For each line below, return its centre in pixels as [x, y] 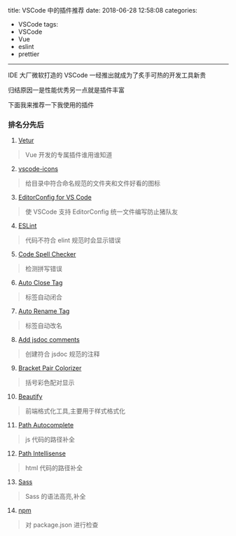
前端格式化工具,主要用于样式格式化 [75, 411]
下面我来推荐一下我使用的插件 [51, 105]
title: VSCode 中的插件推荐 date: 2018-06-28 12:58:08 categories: [103, 10]
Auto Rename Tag [44, 311]
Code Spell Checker [47, 254]
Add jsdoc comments [49, 340]
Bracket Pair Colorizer [50, 368]
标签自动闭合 [43, 297]
